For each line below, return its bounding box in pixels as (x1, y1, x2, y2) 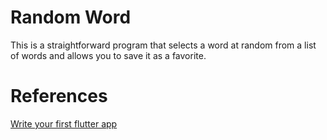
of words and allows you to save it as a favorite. (10, 49, 207, 61)
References (10, 85, 108, 108)
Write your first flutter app (10, 117, 118, 130)
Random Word (10, 6, 132, 29)
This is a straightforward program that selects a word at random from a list (10, 39, 317, 51)
